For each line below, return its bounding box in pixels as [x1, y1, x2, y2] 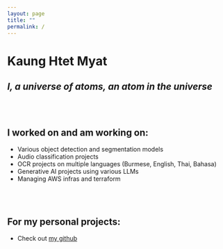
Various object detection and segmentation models [17, 145, 164, 154]
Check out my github [17, 234, 78, 242]
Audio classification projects [17, 152, 99, 161]
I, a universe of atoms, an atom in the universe [7, 81, 213, 93]
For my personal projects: [7, 216, 121, 227]
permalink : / [7, 23, 45, 30]
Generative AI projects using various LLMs [17, 168, 139, 176]
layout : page [7, 10, 45, 17]
